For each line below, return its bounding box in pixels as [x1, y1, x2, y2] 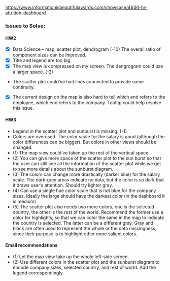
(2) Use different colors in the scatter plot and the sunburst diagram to [12, 259, 160, 265]
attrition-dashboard [5, 10, 46, 16]
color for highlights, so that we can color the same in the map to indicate [12, 214, 164, 221]
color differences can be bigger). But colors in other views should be [12, 139, 157, 145]
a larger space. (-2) [12, 69, 53, 75]
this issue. [12, 105, 35, 111]
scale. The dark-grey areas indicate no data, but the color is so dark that [12, 176, 164, 182]
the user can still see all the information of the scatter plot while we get [12, 160, 161, 167]
